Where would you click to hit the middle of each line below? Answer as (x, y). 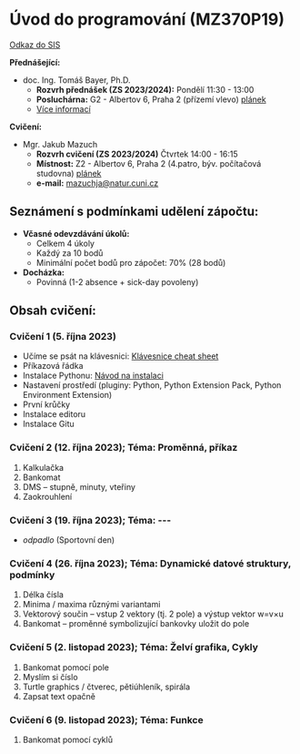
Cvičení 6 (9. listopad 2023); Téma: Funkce (106, 719)
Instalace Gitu (48, 424)
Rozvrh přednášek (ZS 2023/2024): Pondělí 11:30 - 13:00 (145, 89)
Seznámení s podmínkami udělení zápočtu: (134, 212)
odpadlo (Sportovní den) (69, 540)
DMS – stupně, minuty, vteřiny (79, 486)
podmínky (32, 575)
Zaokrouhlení (47, 496)
